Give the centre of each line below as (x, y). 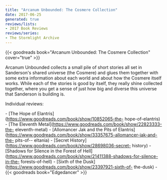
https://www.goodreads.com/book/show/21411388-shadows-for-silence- (82, 156)
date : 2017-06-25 (23, 15)
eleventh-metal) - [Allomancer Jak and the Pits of (66, 129)
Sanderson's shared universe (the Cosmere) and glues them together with (82, 72)
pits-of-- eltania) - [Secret (42, 140)
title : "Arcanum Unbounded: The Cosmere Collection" (61, 10)
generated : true (22, 19)
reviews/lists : (21, 24)
